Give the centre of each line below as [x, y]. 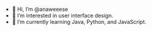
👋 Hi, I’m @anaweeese [40, 9]
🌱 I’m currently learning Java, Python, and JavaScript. [79, 22]
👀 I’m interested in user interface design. [62, 15]
